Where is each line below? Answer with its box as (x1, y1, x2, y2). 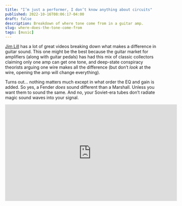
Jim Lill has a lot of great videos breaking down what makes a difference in (5, 44, 156, 49)
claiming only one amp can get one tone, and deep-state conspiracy (5, 59, 143, 65)
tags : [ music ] (5, 30, 34, 35)
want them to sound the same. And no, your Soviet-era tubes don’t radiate (5, 89, 156, 95)
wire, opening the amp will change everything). (5, 70, 101, 75)
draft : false (5, 16, 32, 21)
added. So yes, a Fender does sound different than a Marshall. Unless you (5, 84, 155, 90)
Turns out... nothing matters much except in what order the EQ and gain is (5, 79, 155, 85)
